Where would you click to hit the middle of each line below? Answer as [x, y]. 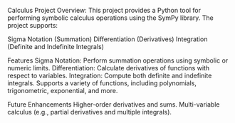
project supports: [33, 25]
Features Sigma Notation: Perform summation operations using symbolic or [118, 60]
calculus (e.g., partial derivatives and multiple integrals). [90, 112]
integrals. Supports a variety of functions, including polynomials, [102, 83]
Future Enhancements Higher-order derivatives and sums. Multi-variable [114, 105]
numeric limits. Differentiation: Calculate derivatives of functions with [109, 68]
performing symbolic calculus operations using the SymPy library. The [110, 18]
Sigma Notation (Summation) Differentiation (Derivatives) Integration [108, 39]
